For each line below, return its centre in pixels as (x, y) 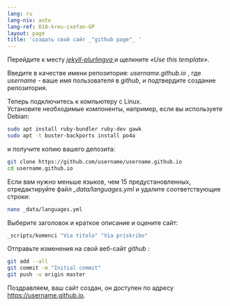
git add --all (28, 262)
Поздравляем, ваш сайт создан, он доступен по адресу (91, 288)
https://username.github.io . (46, 295)
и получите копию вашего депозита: (61, 149)
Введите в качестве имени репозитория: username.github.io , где (104, 73)
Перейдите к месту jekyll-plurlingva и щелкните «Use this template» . (108, 59)
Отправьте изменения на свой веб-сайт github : (78, 249)
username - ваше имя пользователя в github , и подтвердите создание (112, 80)
